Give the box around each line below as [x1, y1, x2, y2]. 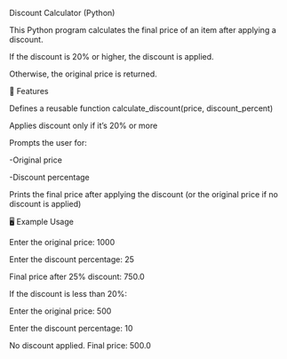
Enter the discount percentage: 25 [9, 254, 135, 265]
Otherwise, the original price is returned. [9, 68, 157, 79]
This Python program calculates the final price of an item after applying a [9, 25, 277, 35]
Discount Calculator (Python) [9, 8, 116, 18]
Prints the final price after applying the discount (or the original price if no [9, 189, 278, 199]
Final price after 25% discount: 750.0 [9, 271, 145, 282]
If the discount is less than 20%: [9, 289, 127, 299]
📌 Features [9, 86, 49, 96]
